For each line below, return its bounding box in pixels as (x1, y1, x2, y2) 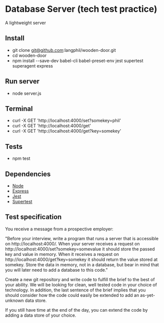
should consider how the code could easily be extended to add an (5, 292, 139, 298)
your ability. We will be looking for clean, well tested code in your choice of (5, 282, 157, 287)
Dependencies (5, 170, 51, 178)
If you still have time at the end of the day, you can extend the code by (5, 307, 148, 313)
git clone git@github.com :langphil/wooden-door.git (12, 47, 116, 53)
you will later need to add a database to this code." (5, 267, 108, 273)
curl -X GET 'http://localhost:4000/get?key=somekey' (12, 128, 122, 134)
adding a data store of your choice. (5, 312, 76, 318)
